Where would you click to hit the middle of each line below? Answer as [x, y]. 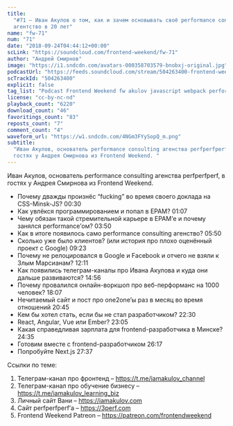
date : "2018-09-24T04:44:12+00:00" [59, 46]
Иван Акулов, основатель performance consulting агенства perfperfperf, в [116, 175]
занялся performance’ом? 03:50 [64, 226]
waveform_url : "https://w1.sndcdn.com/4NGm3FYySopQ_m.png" [94, 136]
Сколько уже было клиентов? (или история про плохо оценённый [114, 240]
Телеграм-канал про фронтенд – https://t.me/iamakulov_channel [111, 378]
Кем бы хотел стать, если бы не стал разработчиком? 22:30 [106, 314]
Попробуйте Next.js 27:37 [55, 351]
